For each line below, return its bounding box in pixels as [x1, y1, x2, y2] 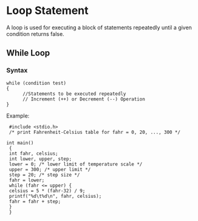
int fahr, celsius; [9, 150, 59, 156]
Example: [6, 112, 30, 119]
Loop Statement [6, 4, 89, 18]
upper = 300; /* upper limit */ [9, 166, 91, 172]
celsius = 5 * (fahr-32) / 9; [9, 188, 86, 194]
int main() [6, 139, 34, 146]
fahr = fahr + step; [9, 198, 61, 205]
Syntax [6, 66, 28, 75]
